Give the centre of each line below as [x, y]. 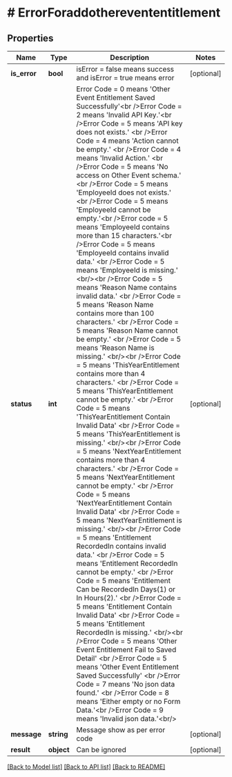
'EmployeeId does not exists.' [124, 193]
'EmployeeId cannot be [114, 210]
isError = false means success [125, 69]
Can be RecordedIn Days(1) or [126, 589]
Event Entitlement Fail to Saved [126, 650]
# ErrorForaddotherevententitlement [114, 13]
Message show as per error [121, 730]
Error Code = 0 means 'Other [123, 89]
